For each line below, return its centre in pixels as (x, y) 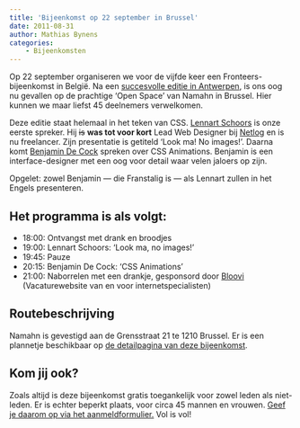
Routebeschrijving (62, 314)
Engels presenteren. (46, 188)
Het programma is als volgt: (88, 216)
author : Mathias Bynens (54, 34)
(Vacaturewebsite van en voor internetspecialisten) (116, 285)
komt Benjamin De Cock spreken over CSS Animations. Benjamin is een (141, 152)
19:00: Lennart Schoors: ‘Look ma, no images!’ (108, 247)
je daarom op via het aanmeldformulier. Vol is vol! (101, 414)
